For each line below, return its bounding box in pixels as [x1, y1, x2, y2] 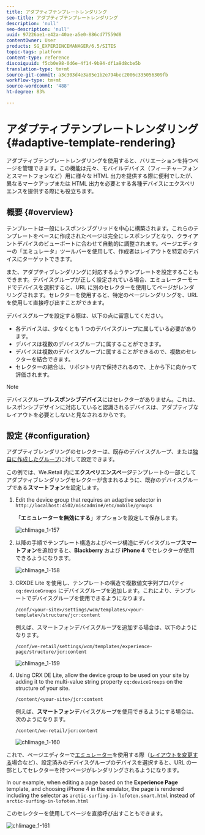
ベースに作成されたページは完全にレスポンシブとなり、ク [38, 232, 182, 240]
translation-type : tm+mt [6, 66, 70, 72]
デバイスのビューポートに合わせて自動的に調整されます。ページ [17, 240, 177, 247]
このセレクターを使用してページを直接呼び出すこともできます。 [6, 810, 166, 817]
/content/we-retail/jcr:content [15, 728, 98, 734]
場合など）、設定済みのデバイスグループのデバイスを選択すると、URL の [12, 759, 192, 766]
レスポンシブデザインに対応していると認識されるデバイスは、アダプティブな [6, 403, 199, 410]
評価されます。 [15, 371, 53, 378]
